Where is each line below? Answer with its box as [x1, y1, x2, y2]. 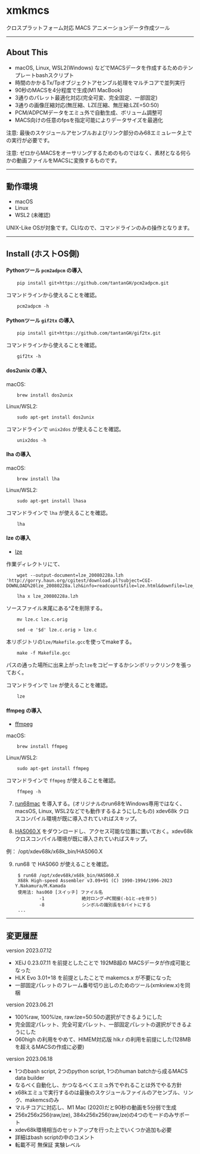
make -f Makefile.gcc [17, 650, 70, 656]
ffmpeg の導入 [6, 707, 42, 714]
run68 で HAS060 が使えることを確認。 [14, 860, 112, 868]
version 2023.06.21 [6, 1001, 54, 1008]
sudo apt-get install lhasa [17, 497, 86, 504]
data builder [14, 1074, 45, 1081]
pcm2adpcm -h [17, 303, 49, 310]
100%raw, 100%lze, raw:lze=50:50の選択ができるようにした [14, 1013, 162, 1020]
